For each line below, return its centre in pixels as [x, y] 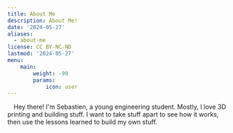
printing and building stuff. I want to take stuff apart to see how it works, [113, 115]
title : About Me [31, 14]
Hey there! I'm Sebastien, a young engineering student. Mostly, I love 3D [120, 107]
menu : [15, 60]
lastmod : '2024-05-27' [41, 54]
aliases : [20, 34]
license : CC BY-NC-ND [40, 47]
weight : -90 [51, 73]
